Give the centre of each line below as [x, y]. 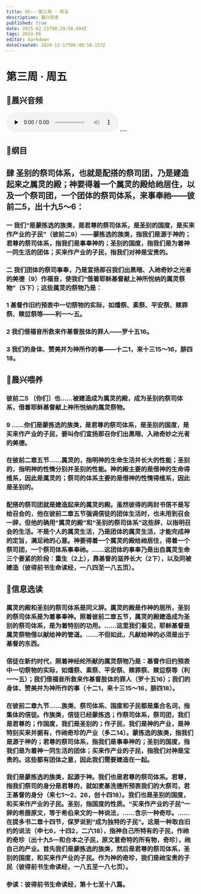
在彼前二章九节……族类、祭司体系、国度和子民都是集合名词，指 [98, 706]
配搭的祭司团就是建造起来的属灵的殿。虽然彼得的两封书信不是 [95, 505]
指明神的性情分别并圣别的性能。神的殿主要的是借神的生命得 [104, 469]
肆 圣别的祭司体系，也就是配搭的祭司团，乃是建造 [98, 173]
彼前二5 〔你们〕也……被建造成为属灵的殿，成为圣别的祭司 [92, 398]
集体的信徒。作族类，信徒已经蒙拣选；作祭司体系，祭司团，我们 [98, 715]
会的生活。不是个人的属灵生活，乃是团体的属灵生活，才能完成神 [98, 532]
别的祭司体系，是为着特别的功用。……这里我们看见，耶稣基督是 [98, 626]
